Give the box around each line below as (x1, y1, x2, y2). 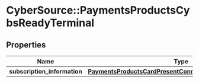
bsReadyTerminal (6, 16, 95, 30)
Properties (6, 40, 46, 50)
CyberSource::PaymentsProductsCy (6, 4, 190, 17)
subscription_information (9, 68, 82, 75)
